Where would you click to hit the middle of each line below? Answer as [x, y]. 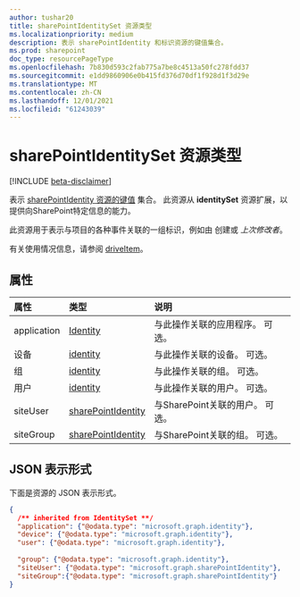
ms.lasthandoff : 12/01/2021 [62, 101]
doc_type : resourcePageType [62, 59]
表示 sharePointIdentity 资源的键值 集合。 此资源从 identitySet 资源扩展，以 [149, 200]
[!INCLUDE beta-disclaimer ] [60, 181]
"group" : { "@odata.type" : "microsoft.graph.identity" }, [123, 559]
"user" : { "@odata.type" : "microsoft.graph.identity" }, [121, 543]
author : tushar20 [42, 17]
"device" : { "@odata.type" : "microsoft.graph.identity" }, [125, 534]
